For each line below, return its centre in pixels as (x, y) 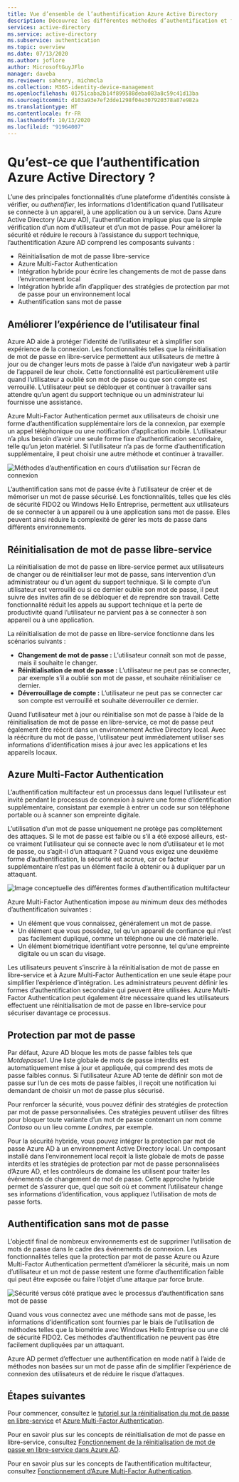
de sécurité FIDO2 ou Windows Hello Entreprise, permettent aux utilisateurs (118, 505)
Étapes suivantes (47, 1396)
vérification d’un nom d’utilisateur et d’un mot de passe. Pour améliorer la (115, 227)
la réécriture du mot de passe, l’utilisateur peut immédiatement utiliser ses (116, 737)
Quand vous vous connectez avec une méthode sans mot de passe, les (112, 1314)
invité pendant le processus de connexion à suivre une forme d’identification (119, 800)
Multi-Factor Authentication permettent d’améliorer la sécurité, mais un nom (118, 1264)
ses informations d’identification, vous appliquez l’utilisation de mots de (112, 1194)
